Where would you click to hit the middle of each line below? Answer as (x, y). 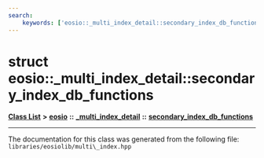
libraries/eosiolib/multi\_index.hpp (70, 147)
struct (28, 62)
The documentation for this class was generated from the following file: (124, 139)
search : (21, 15)
